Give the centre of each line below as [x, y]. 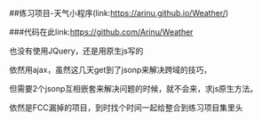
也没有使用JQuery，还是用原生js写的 [76, 51]
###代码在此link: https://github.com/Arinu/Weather [101, 32]
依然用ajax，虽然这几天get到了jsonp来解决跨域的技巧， [111, 70]
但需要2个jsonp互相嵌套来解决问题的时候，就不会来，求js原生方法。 [134, 89]
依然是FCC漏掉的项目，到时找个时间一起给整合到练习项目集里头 [126, 108]
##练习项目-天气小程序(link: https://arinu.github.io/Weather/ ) [119, 13]
